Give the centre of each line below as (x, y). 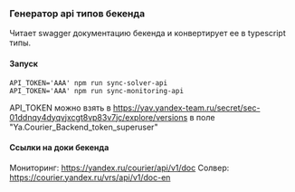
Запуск (24, 63)
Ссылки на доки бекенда (59, 148)
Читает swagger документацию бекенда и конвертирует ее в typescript (148, 34)
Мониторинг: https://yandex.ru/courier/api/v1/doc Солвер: (119, 168)
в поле (202, 117)
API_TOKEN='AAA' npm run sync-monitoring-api (96, 91)
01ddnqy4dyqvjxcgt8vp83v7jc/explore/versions (99, 117)
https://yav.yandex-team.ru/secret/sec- (186, 108)
